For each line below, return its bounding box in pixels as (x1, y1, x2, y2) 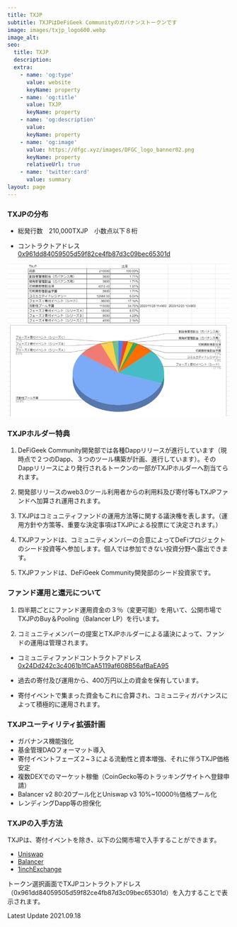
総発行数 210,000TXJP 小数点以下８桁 (17, 227, 138, 235)
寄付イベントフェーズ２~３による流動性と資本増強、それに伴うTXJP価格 (17, 754, 230, 762)
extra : (13, 64, 33, 71)
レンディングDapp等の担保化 (17, 799, 101, 807)
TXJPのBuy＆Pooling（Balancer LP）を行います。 (17, 614, 163, 623)
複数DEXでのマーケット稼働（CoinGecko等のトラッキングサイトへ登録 (17, 772, 224, 780)
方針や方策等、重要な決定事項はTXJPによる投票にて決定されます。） (23, 521, 222, 529)
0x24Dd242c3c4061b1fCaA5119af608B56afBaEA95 (17, 661, 169, 670)
